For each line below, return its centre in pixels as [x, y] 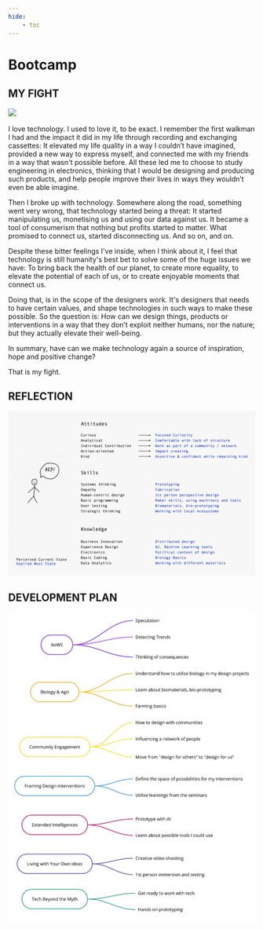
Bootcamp [42, 65]
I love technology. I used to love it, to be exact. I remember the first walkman [131, 129]
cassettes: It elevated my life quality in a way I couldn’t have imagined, [122, 145]
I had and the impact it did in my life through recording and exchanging [123, 137]
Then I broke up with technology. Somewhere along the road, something [125, 202]
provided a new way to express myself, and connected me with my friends [128, 154]
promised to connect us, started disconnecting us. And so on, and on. [121, 236]
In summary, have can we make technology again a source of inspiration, [126, 348]
